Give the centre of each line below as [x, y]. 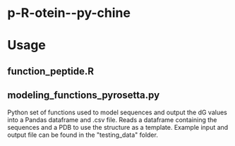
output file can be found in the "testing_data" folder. [83, 135]
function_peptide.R [50, 71]
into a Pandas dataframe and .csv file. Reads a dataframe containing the [112, 120]
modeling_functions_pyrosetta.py [84, 96]
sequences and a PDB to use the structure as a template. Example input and [118, 127]
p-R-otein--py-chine [69, 13]
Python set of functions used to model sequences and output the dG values [117, 112]
